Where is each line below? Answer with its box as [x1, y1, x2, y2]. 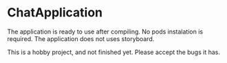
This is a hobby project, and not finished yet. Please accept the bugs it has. [7, 48, 220, 56]
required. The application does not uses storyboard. [7, 34, 155, 42]
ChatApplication [7, 5, 103, 21]
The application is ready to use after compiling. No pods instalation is [7, 27, 204, 36]
